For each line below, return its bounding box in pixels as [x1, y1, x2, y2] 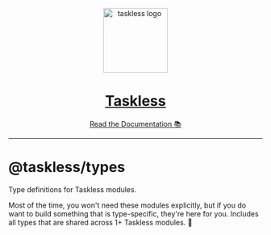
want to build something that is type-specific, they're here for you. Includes [8, 208, 260, 218]
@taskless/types [8, 158, 126, 177]
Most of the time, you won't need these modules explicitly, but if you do [8, 200, 247, 210]
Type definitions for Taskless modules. [8, 184, 137, 194]
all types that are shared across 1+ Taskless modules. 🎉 [8, 217, 193, 227]
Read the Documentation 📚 [90, 119, 181, 128]
